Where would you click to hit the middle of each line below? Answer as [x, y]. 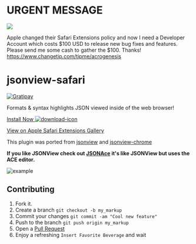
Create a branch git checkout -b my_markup [69, 210]
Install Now [20, 119]
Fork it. [24, 203]
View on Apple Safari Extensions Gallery [56, 131]
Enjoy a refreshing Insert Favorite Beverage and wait [81, 235]
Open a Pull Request [40, 228]
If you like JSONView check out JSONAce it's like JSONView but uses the [98, 153]
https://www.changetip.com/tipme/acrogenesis [64, 56]
